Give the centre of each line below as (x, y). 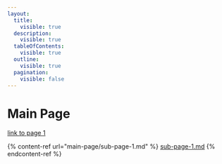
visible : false (42, 79)
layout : (19, 14)
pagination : (31, 72)
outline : (26, 60)
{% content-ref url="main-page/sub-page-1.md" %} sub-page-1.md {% (111, 146)
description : (33, 33)
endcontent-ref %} (35, 154)
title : (23, 20)
